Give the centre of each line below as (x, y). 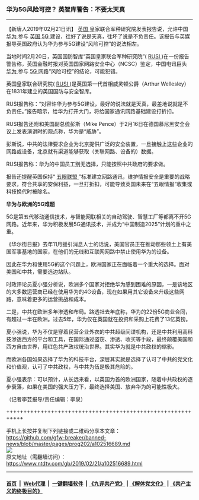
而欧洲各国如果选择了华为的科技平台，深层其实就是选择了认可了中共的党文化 (99, 359)
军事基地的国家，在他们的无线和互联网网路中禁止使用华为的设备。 (92, 252)
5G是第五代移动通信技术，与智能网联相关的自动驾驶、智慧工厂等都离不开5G (99, 217)
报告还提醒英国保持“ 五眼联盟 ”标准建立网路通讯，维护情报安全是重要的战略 (98, 177)
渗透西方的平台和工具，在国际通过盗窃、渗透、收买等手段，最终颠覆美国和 (102, 339)
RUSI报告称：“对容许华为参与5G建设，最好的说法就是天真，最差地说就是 (95, 104)
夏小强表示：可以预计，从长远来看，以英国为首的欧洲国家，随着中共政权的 (97, 379)
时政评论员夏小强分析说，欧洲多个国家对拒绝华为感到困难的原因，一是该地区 (99, 284)
